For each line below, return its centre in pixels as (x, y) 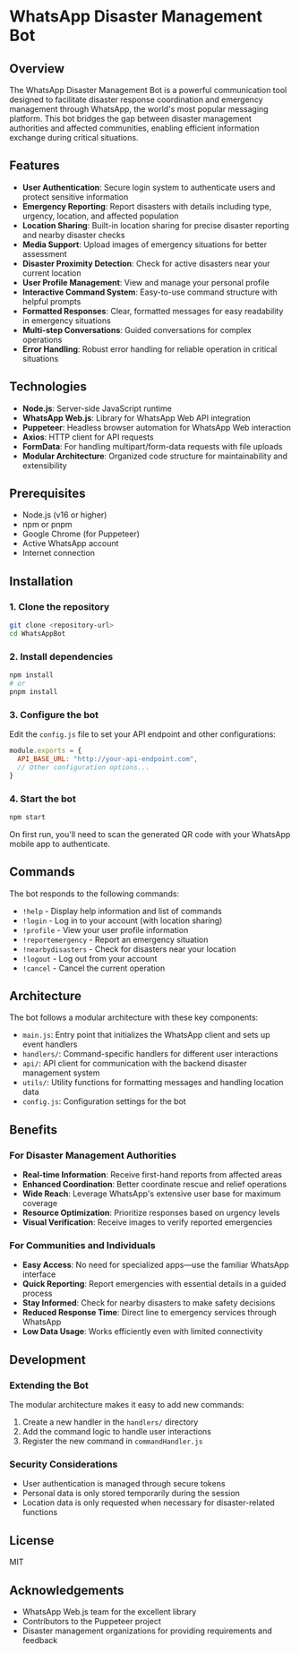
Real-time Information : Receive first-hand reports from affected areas (152, 1175)
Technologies (48, 387)
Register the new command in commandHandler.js (112, 1441)
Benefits (34, 1130)
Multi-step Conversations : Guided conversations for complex (137, 330)
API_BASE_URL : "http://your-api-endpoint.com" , (108, 758)
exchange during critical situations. (74, 137)
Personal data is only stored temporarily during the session (131, 1494)
